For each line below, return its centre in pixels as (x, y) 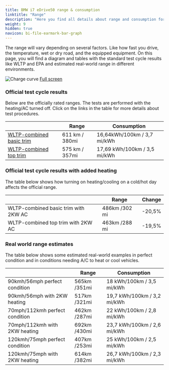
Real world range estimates (39, 244)
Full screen (51, 79)
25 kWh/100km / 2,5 (132, 339)
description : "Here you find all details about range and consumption (81, 19)
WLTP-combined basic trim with (46, 208)
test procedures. (22, 114)
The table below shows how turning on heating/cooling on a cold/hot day (81, 182)
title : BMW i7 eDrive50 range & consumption (53, 10)
